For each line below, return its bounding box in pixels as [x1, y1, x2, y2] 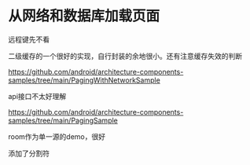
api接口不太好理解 [8, 91, 67, 101]
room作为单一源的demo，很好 [8, 131, 106, 141]
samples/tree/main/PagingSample [8, 115, 118, 125]
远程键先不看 [8, 35, 50, 44]
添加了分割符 [8, 148, 50, 158]
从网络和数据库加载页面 [8, 7, 160, 25]
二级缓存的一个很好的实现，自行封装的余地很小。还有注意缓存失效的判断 [8, 51, 242, 60]
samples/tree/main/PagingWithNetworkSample [8, 75, 161, 85]
